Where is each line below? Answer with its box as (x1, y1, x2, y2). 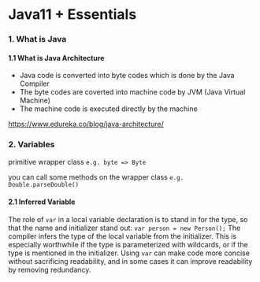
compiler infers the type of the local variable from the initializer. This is (8, 231, 237, 241)
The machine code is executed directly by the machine (19, 104, 199, 113)
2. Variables (8, 139, 55, 150)
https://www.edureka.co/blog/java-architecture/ (8, 120, 164, 129)
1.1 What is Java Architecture (8, 53, 105, 62)
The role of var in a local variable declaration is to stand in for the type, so (8, 214, 248, 224)
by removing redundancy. (8, 265, 91, 274)
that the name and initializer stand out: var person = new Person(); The (8, 223, 241, 232)
